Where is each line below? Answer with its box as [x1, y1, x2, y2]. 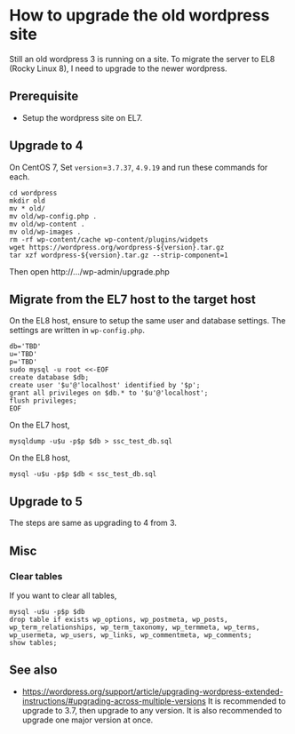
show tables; [9, 638, 58, 647]
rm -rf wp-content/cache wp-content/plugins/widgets [9, 235, 209, 244]
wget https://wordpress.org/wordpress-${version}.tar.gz [9, 243, 225, 251]
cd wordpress [9, 188, 58, 197]
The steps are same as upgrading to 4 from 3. [9, 517, 178, 529]
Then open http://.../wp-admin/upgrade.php [9, 266, 171, 276]
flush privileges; [9, 396, 77, 405]
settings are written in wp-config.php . [9, 325, 145, 336]
